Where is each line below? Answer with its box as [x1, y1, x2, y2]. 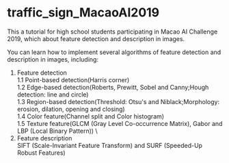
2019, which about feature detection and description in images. [7, 34, 185, 42]
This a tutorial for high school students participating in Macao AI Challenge [7, 27, 218, 36]
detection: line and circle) [16, 90, 89, 99]
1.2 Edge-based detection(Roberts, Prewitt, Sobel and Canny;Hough [16, 83, 209, 91]
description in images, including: [7, 55, 99, 63]
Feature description [16, 134, 72, 142]
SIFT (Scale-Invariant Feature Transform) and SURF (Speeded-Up [16, 141, 203, 149]
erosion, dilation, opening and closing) [16, 105, 125, 113]
